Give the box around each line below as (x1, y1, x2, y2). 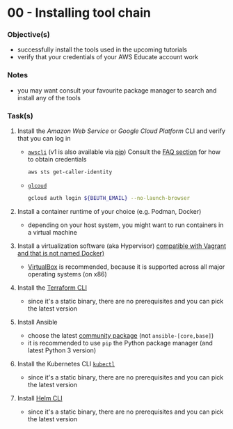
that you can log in (17, 134, 71, 143)
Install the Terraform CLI (17, 283, 87, 292)
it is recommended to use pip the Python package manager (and (27, 338, 214, 347)
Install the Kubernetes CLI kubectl (17, 359, 115, 368)
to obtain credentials (27, 155, 87, 164)
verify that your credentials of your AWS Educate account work (17, 53, 199, 61)
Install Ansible (17, 318, 58, 326)
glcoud (27, 182, 47, 189)
